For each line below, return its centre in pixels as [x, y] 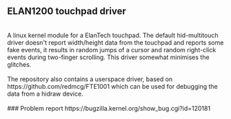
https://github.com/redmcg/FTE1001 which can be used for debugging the [113, 86]
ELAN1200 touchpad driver [67, 11]
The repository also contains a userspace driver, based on [90, 79]
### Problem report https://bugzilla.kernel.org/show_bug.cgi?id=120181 [109, 108]
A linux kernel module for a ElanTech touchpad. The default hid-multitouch [113, 35]
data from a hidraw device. [46, 94]
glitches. [19, 64]
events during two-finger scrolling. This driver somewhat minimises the [108, 57]
